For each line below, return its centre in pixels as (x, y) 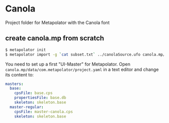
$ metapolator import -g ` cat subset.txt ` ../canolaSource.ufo (73, 54)
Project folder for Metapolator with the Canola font (57, 22)
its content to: (20, 74)
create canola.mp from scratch (55, 38)
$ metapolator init (26, 50)
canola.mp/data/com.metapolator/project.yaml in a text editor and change (82, 69)
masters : (14, 84)
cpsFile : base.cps (33, 93)
